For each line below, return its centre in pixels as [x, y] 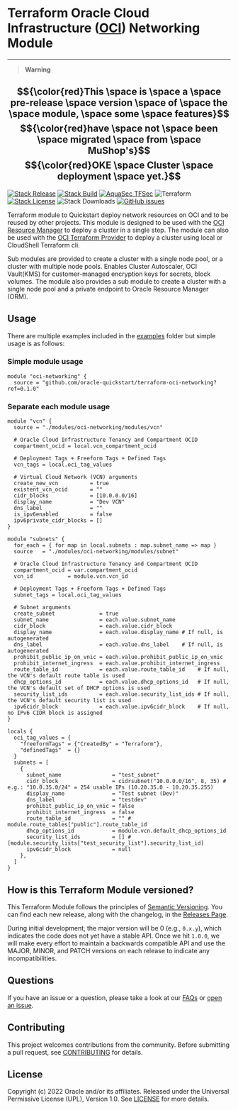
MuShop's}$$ [119, 151]
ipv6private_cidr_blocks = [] [58, 521]
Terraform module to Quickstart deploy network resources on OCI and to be [118, 215]
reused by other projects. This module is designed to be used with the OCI [116, 222]
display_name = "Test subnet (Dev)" [102, 794]
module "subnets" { [36, 539]
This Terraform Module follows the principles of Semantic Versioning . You [115, 906]
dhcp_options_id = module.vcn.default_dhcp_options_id [126, 831]
